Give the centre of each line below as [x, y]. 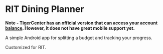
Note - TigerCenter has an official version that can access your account [81, 23]
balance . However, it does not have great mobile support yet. [70, 28]
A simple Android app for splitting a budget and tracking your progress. [79, 38]
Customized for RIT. [26, 47]
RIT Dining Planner [45, 9]
